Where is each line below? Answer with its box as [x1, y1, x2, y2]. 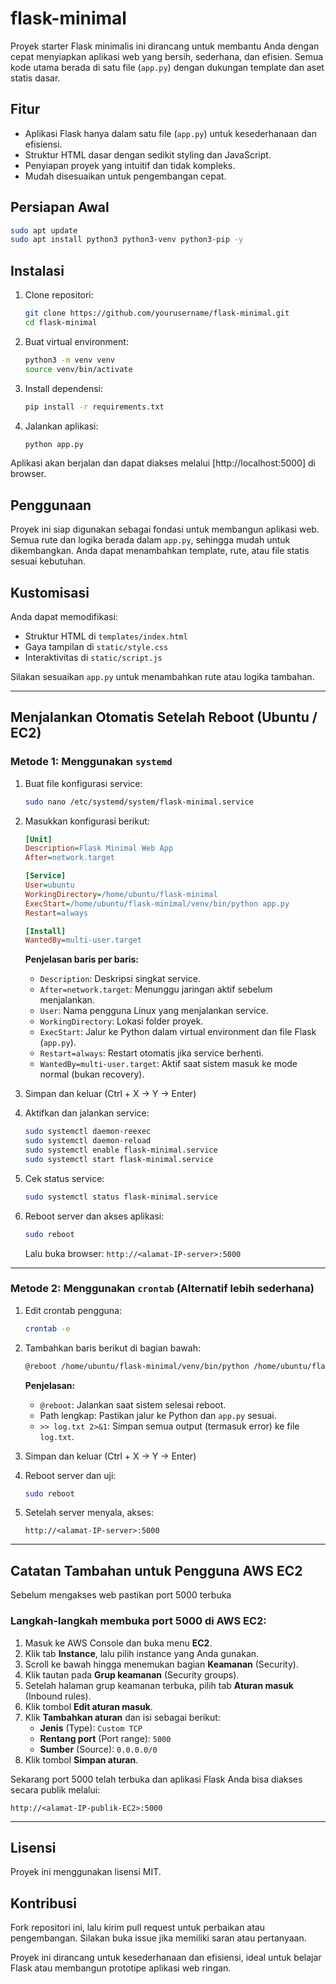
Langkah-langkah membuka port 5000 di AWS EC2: [10, 1614, 267, 1628]
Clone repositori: [24, 289, 94, 301]
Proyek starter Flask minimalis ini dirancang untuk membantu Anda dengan [10, 40, 320, 52]
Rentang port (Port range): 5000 [39, 1732, 172, 1744]
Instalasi [10, 262, 65, 279]
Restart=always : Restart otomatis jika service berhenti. [39, 1047, 264, 1059]
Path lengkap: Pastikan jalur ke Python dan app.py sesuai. [39, 1409, 277, 1421]
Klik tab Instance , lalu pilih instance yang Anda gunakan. [24, 1647, 260, 1659]
